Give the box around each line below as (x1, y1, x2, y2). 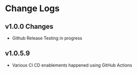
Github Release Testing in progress (12, 35, 83, 41)
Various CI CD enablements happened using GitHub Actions (12, 62, 133, 68)
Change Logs (5, 3, 60, 14)
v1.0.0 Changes (5, 22, 53, 31)
